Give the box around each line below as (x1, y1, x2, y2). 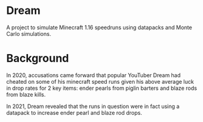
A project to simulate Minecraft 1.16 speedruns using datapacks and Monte (6, 24, 193, 31)
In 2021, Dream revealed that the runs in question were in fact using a (6, 103, 180, 110)
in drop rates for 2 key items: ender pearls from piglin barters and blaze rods (6, 84, 198, 92)
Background (6, 52, 69, 66)
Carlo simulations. (6, 30, 52, 37)
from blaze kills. (6, 90, 46, 98)
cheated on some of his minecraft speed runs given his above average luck (6, 78, 194, 85)
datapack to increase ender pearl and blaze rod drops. (6, 109, 142, 116)
